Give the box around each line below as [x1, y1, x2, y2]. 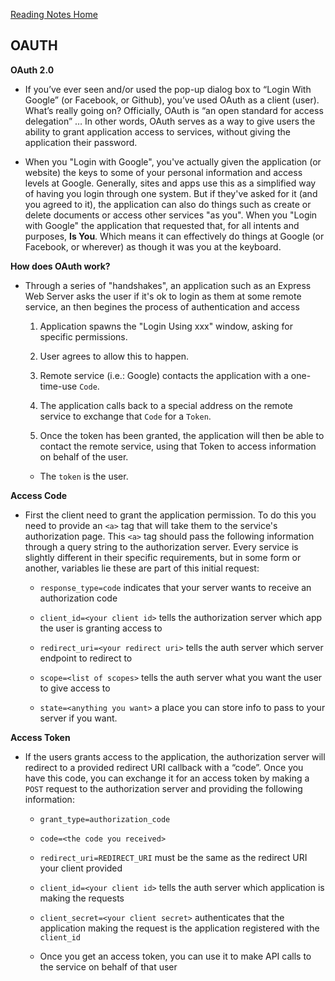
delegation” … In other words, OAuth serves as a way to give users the [24, 115, 316, 127]
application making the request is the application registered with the [39, 922, 320, 934]
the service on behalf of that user [39, 960, 178, 973]
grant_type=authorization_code [39, 814, 171, 824]
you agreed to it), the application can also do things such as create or [24, 198, 312, 210]
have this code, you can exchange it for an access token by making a [24, 772, 310, 784]
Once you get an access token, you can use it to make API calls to [39, 950, 312, 962]
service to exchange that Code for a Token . [39, 410, 212, 422]
